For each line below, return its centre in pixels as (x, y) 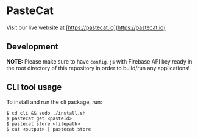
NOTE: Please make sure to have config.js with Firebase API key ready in (99, 61)
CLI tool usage (34, 87)
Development (33, 47)
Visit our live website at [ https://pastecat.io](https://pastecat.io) (86, 27)
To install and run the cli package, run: (54, 102)
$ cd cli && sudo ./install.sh (46, 113)
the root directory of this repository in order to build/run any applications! (98, 68)
